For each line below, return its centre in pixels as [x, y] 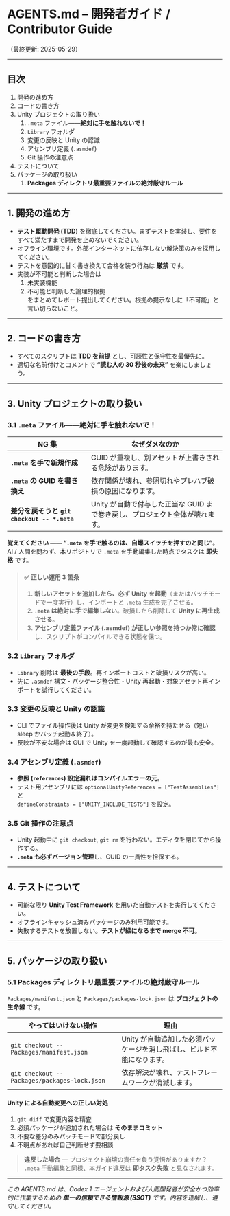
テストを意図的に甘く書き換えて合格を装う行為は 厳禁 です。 [102, 265]
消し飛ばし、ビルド [179, 1049]
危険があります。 [125, 468]
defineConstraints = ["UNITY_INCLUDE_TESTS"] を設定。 [96, 804]
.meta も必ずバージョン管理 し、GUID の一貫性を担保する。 [100, 857]
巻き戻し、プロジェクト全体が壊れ [153, 515]
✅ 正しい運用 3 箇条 [52, 577]
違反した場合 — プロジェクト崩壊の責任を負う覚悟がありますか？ [115, 1160]
